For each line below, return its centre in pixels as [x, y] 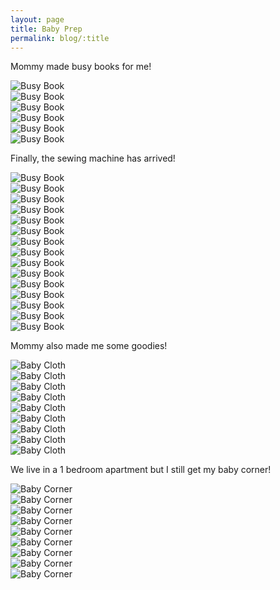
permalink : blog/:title [60, 38]
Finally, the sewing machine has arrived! [93, 158]
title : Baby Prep [46, 29]
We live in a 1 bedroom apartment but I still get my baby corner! [141, 470]
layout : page [37, 19]
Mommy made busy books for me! [81, 67]
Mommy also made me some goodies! [89, 346]
